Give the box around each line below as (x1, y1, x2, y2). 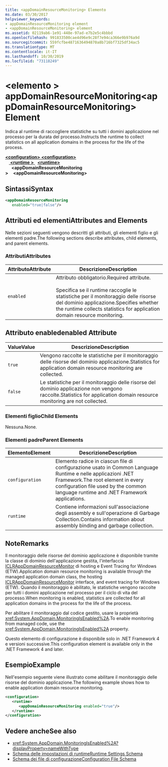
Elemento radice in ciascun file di (55, 458, 133, 465)
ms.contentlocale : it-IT (5, 49, 57, 54)
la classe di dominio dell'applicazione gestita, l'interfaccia (5, 558, 124, 564)
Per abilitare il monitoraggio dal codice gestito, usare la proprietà (5, 610, 138, 616)
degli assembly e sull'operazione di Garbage (55, 510, 160, 517)
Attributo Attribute (7, 266, 51, 273)
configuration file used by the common (55, 483, 146, 490)
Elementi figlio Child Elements (5, 412, 78, 419)
